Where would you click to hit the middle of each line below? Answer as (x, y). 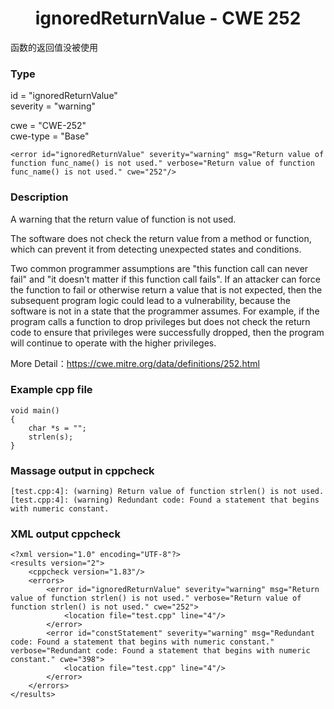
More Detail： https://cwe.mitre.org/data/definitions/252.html (135, 363)
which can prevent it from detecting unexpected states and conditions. (156, 249)
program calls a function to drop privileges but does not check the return (160, 321)
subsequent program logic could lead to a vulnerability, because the (150, 300)
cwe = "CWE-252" (48, 126)
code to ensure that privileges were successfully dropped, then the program (167, 332)
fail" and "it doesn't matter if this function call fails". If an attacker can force (165, 279)
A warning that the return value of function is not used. (123, 219)
